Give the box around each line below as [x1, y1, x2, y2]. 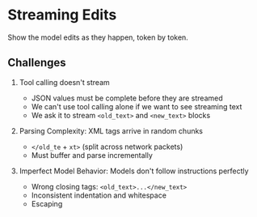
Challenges [7, 56, 66, 70]
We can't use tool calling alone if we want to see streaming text [31, 101, 242, 111]
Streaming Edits [7, 6, 117, 24]
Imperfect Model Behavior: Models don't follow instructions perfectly [19, 166, 249, 176]
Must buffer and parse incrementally [31, 150, 153, 160]
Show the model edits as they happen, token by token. [7, 32, 189, 42]
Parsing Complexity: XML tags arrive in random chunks [19, 126, 204, 135]
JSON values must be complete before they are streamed [31, 93, 223, 103]
